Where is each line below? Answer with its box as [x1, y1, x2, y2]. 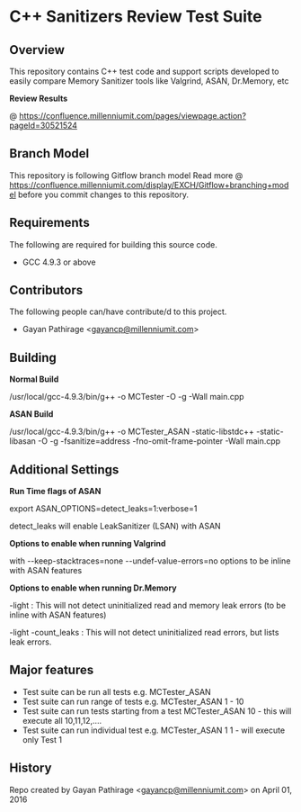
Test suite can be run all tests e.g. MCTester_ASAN [22, 686, 211, 697]
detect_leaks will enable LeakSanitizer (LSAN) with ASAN [9, 520, 222, 532]
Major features [9, 663, 94, 678]
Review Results [9, 93, 68, 104]
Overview [9, 42, 66, 58]
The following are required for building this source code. [9, 239, 217, 249]
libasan [9, 436, 36, 447]
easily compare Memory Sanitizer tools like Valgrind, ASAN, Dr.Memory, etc [9, 76, 289, 86]
